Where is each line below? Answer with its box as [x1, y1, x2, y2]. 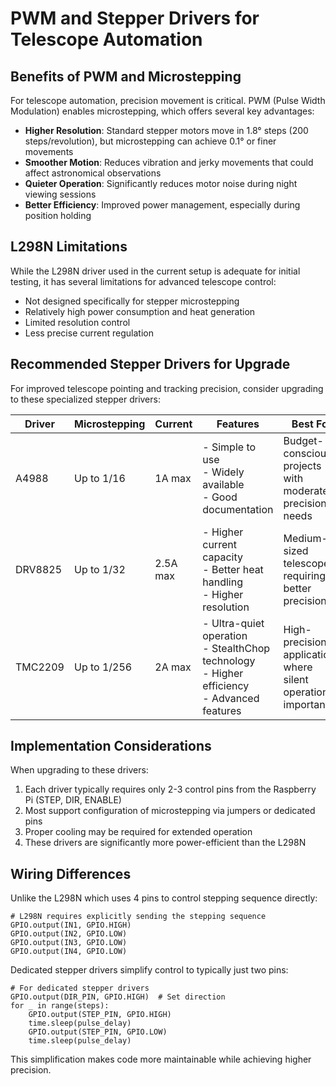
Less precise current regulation [24, 327, 154, 339]
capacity [202, 550, 244, 564]
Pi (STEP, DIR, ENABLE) [24, 794, 122, 806]
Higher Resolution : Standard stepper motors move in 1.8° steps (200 [24, 125, 309, 136]
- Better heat [202, 562, 264, 576]
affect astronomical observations [24, 167, 162, 179]
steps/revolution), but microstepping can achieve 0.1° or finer [24, 135, 277, 147]
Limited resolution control [24, 316, 131, 328]
